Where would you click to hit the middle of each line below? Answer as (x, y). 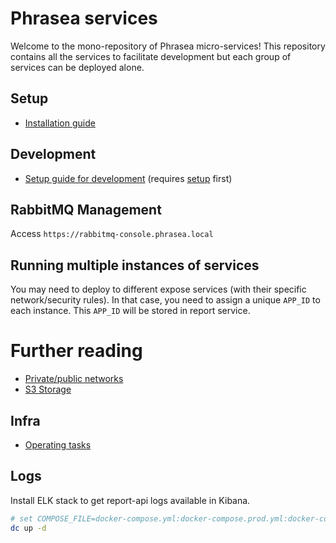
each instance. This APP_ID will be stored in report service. (130, 311)
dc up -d (28, 528)
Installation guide (60, 123)
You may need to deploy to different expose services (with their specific (158, 289)
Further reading (76, 351)
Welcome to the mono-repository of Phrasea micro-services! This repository (168, 46)
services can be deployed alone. (77, 67)
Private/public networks (74, 379)
